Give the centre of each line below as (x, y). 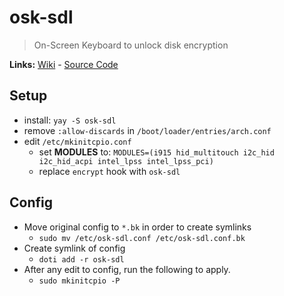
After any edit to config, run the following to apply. (127, 269)
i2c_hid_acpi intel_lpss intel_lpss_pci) (126, 161)
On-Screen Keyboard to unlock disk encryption (131, 45)
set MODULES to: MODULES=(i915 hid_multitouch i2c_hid (156, 152)
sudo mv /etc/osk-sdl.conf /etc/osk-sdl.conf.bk (142, 238)
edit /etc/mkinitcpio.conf (77, 141)
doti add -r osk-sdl (81, 259)
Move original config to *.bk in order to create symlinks (137, 227)
